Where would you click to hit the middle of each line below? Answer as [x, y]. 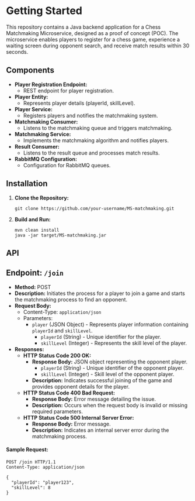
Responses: [29, 349]
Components [30, 71]
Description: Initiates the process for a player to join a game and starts [100, 293]
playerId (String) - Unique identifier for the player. [101, 337]
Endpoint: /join [35, 273]
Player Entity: [31, 97]
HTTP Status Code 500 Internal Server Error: [79, 417]
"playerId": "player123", [43, 482]
